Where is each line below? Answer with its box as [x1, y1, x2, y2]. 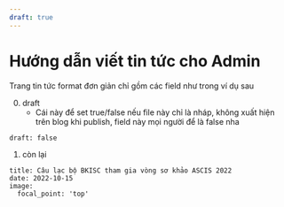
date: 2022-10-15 [9, 173, 74, 182]
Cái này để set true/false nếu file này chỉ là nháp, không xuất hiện [35, 107, 275, 118]
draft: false [9, 134, 58, 142]
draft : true [9, 12, 53, 22]
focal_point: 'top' [17, 189, 90, 198]
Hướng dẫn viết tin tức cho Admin [9, 50, 261, 71]
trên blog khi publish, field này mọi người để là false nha [35, 116, 240, 126]
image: [9, 181, 34, 190]
